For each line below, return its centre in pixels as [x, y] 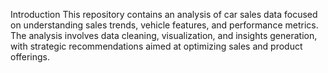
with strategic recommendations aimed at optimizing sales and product [156, 46]
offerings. [30, 57]
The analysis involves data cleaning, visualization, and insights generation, [164, 35]
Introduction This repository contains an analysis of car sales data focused [164, 14]
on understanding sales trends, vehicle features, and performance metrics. [164, 25]
